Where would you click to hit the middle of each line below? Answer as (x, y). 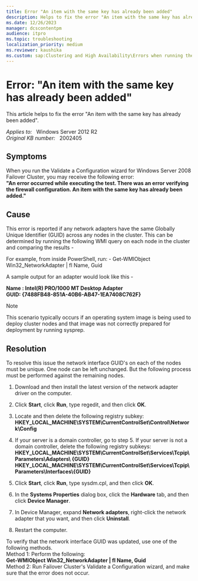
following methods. (29, 548)
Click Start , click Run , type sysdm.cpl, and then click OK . (84, 483)
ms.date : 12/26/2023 (32, 22)
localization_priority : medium (44, 45)
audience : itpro (26, 34)
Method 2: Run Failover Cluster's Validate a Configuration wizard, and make (98, 567)
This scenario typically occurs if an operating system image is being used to (99, 318)
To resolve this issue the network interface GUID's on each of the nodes (94, 363)
